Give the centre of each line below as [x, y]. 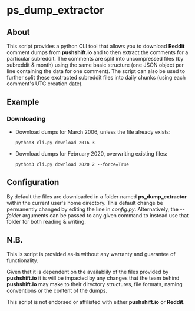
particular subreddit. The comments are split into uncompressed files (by [95, 59]
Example [23, 102]
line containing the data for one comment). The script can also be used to [96, 71]
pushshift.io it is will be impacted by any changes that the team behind [93, 278]
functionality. [23, 260]
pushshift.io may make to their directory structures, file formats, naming [95, 284]
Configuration [33, 182]
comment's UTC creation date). [45, 84]
